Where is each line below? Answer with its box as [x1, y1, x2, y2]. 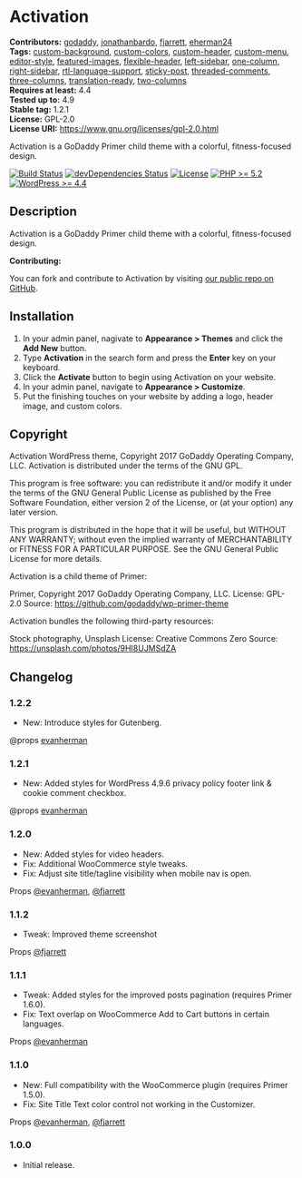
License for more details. [9, 554, 102, 564]
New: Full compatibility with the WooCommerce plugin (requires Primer [22, 1079, 288, 1090]
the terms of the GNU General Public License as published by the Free [9, 487, 272, 498]
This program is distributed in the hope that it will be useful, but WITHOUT [9, 525, 287, 535]
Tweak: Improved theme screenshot [22, 928, 158, 939]
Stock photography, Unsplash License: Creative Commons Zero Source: [9, 633, 278, 644]
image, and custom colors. [22, 400, 122, 411]
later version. [9, 506, 59, 518]
